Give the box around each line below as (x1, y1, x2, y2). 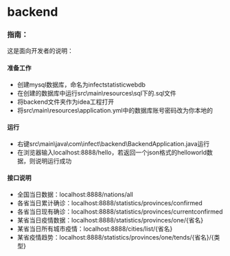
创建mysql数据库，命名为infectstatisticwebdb (16, 80, 146, 89)
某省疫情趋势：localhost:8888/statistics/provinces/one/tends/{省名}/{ (16, 233, 214, 242)
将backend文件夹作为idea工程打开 (16, 97, 115, 106)
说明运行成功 (35, 156, 72, 165)
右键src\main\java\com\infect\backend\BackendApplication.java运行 (16, 139, 210, 148)
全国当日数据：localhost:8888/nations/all (16, 190, 134, 199)
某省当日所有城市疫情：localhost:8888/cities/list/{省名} (16, 224, 173, 233)
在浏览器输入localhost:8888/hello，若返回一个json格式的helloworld (16, 148, 207, 156)
